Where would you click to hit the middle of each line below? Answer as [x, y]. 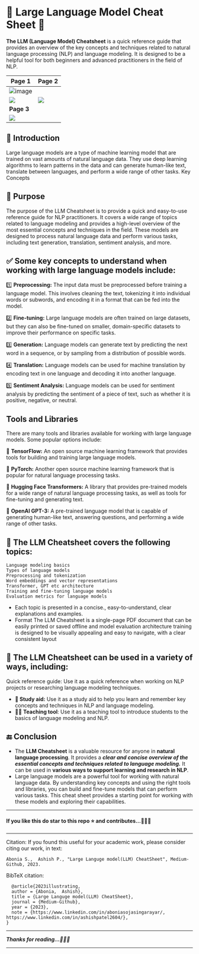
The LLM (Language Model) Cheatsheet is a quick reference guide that [94, 41]
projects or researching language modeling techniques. [74, 687]
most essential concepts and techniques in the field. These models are [92, 230]
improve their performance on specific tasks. [61, 333]
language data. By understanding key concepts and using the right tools [102, 782]
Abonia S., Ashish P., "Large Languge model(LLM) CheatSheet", [87, 859]
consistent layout [36, 639]
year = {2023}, [30, 907]
